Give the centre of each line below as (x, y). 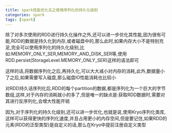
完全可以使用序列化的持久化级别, (46, 48)
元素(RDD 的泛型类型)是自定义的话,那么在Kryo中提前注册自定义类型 (76, 125)
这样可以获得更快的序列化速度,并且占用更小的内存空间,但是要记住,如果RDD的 (86, 119)
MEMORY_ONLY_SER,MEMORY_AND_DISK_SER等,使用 (69, 54)
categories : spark (25, 15)
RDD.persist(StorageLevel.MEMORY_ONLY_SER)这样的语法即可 (72, 60)
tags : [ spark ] (21, 19)
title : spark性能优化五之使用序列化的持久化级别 (52, 10)
